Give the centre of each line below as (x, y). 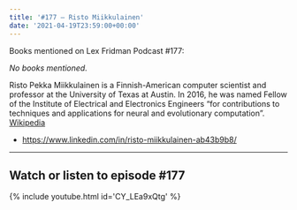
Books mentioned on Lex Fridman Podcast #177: (97, 50)
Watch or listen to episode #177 (97, 175)
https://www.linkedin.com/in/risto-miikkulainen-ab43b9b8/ (129, 139)
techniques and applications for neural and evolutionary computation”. (137, 113)
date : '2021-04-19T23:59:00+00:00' (75, 26)
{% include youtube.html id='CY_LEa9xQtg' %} (95, 197)
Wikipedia (27, 122)
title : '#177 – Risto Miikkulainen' (76, 17)
